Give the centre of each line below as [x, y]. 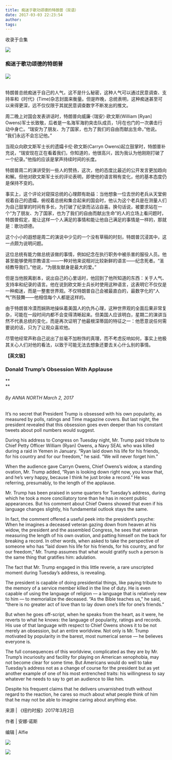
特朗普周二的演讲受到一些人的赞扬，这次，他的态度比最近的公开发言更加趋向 [86, 170]
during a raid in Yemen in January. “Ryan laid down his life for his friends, [82, 451]
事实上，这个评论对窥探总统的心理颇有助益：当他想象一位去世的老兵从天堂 [84, 194]
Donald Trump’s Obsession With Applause [59, 369]
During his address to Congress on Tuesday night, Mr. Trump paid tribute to [85, 440]
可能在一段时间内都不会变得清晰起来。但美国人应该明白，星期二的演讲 [88, 315]
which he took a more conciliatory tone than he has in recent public [76, 498]
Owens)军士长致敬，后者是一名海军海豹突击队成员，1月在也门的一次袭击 [82, 123]
